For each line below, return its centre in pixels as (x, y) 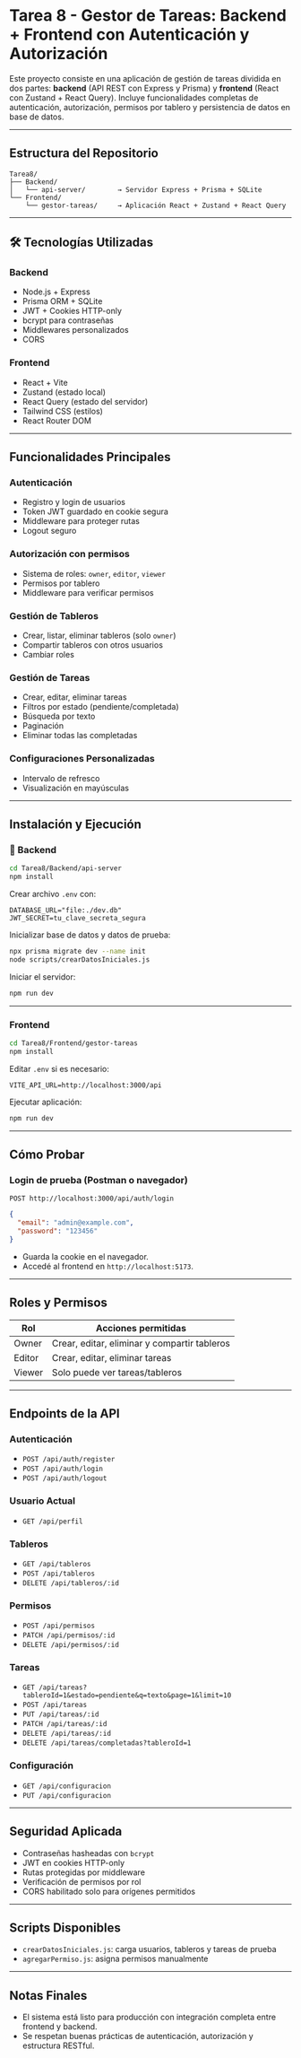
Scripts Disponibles (65, 1927)
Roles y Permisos (58, 1303)
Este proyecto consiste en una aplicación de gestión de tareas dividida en (145, 78)
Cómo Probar (47, 1154)
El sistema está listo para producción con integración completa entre (149, 2017)
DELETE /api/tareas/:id (67, 1734)
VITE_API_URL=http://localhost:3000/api (86, 1085)
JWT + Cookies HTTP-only (72, 311)
